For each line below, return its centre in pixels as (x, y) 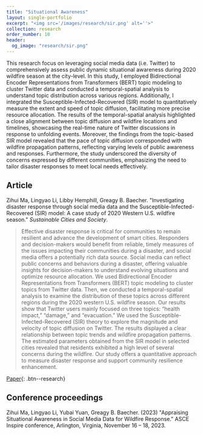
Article (19, 186)
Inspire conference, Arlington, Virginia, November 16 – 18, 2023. (86, 425)
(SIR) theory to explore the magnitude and (125, 321)
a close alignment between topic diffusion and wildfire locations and (92, 121)
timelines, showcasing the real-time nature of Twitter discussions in (91, 128)
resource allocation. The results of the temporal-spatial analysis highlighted (101, 115)
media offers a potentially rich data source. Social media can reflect (106, 257)
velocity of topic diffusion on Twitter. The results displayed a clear (104, 328)
